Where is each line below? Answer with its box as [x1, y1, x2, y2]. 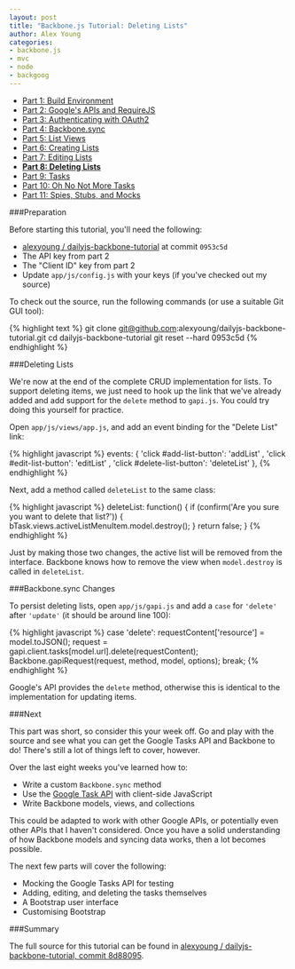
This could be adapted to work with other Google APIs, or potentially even [9, 814, 279, 826]
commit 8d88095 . [78, 949, 144, 960]
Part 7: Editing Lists [21, 152, 93, 163]
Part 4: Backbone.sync [21, 123, 106, 134]
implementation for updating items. [9, 691, 137, 702]
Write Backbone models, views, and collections [21, 798, 195, 808]
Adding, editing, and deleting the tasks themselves [21, 887, 207, 898]
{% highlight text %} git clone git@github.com [9, 322, 177, 333]
